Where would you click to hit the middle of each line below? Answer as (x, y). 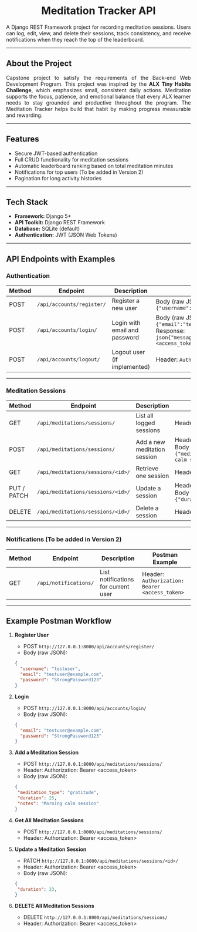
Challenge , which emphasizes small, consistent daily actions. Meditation (98, 90)
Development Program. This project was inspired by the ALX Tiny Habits (99, 84)
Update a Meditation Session (50, 849)
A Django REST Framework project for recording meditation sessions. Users (98, 27)
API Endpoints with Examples (61, 259)
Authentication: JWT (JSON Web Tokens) (66, 235)
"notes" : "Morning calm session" (58, 803)
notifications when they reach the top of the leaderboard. (75, 39)
